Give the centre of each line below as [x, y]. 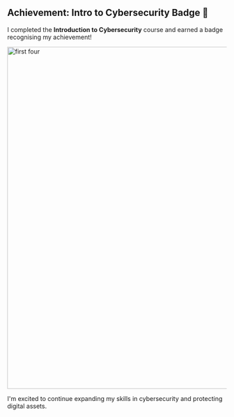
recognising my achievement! [49, 37]
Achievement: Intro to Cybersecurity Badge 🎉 [108, 13]
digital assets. [27, 406]
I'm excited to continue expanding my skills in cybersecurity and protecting [115, 398]
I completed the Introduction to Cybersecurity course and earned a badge [115, 29]
